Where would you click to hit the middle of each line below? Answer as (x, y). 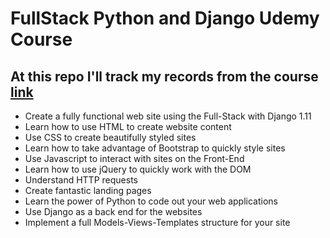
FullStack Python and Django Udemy (165, 18)
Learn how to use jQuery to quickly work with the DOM (138, 169)
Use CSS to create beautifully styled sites (110, 137)
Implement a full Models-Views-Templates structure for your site (157, 222)
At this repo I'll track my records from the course (164, 76)
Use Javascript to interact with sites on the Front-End (134, 158)
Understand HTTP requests (81, 180)
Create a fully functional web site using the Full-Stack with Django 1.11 (168, 116)
